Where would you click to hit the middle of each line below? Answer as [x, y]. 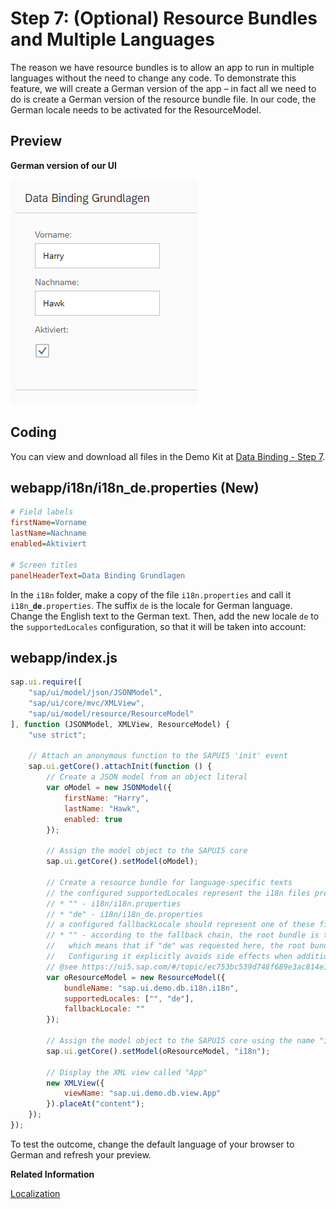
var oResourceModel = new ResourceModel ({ [136, 977]
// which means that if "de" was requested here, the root [176, 946]
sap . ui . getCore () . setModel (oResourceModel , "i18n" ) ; [158, 1051]
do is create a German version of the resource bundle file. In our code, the [163, 99]
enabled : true [93, 819]
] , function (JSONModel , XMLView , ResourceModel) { [120, 724]
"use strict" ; [57, 735]
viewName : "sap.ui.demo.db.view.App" [142, 1093]
